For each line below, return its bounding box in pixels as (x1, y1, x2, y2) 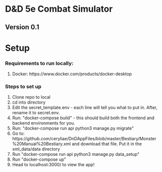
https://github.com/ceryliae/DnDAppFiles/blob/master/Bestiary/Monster (12, 136, 157, 142)
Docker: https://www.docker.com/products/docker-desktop (12, 71, 132, 77)
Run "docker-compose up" (12, 156, 66, 162)
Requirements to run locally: (5, 60, 74, 66)
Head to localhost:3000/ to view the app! (12, 162, 95, 168)
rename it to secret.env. (12, 110, 60, 116)
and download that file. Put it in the (71, 141, 142, 147)
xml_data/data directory (12, 146, 60, 152)
